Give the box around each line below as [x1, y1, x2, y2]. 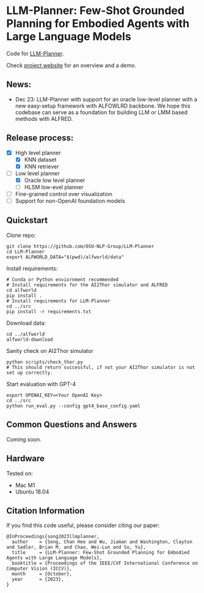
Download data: [6, 319, 46, 327]
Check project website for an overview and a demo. [6, 62, 136, 69]
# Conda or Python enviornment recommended [6, 276, 119, 283]
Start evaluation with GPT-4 [6, 380, 76, 388]
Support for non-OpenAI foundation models [15, 197, 125, 205]
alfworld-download [6, 337, 53, 343]
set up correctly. [6, 369, 53, 376]
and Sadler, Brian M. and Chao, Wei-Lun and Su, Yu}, [6, 544, 147, 550]
